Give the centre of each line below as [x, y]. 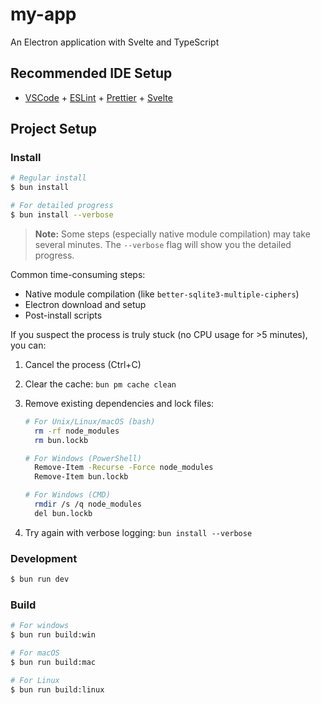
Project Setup [54, 129]
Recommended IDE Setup [91, 73]
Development [44, 558]
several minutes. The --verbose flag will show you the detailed [163, 244]
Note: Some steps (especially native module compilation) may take [172, 234]
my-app [43, 14]
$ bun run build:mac [53, 662]
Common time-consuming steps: [78, 274]
